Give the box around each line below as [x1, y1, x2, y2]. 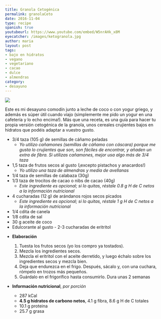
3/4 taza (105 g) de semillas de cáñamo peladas [12, 136, 108, 142]
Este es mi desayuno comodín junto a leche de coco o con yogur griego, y [5, 106, 153, 112]
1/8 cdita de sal [12, 214, 43, 219]
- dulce [5, 70, 21, 75]
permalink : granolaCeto [5, 12, 53, 17]
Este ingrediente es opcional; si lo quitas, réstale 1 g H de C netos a [19, 198, 154, 204]
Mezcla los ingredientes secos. [19, 248, 81, 254]
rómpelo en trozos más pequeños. [19, 269, 88, 274]
